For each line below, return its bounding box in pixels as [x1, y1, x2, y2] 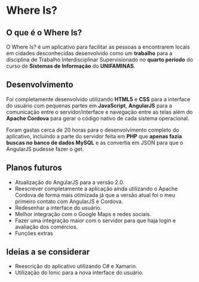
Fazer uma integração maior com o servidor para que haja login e [14, 217, 176, 224]
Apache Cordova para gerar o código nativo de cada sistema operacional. [6, 114, 189, 122]
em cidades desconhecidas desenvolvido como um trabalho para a [6, 50, 173, 57]
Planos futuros [6, 163, 63, 173]
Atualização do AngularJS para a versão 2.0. [14, 178, 124, 186]
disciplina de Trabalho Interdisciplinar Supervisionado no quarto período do [6, 56, 193, 63]
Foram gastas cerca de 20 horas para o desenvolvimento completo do [6, 126, 179, 134]
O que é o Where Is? [6, 28, 82, 38]
